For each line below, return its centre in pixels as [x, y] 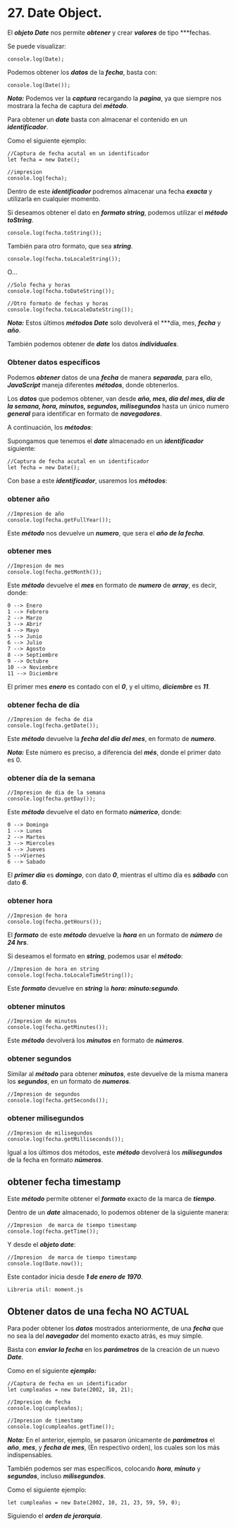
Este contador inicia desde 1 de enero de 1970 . [75, 1277]
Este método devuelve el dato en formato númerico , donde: [94, 812]
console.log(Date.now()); [45, 1264]
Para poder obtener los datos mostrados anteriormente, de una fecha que [116, 1329]
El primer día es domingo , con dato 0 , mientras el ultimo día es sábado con [118, 875]
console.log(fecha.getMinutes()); [58, 1027]
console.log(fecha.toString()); [55, 233]
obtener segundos [39, 1058]
